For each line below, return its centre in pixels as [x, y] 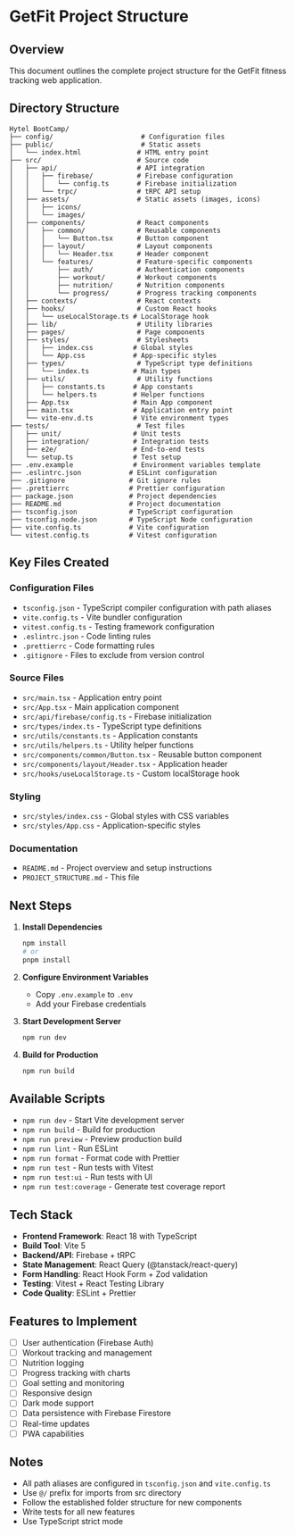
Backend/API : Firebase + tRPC [79, 1256]
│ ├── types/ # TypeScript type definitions [131, 363]
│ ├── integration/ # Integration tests [109, 441]
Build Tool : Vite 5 [54, 1246]
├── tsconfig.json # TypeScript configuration [121, 512]
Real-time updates [56, 1423]
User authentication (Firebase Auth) [88, 1343]
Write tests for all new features [78, 1512]
